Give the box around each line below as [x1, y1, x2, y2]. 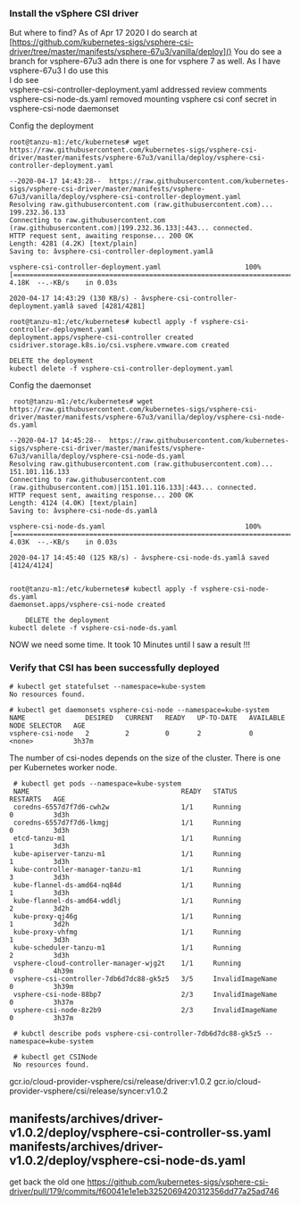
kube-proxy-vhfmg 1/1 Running [12, 927, 242, 936]
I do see [9, 75, 39, 86]
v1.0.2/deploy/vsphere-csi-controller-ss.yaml [9, 1125, 271, 1140]
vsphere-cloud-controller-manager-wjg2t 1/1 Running [12, 959, 242, 968]
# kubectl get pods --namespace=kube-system [12, 779, 181, 788]
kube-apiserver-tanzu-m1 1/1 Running [12, 849, 242, 859]
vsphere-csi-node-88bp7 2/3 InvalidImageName [12, 990, 278, 999]
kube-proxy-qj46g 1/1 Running [12, 911, 242, 921]
